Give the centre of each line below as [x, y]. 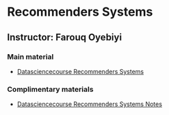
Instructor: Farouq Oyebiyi [64, 37]
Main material [30, 57]
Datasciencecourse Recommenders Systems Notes [90, 104]
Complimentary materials [50, 89]
